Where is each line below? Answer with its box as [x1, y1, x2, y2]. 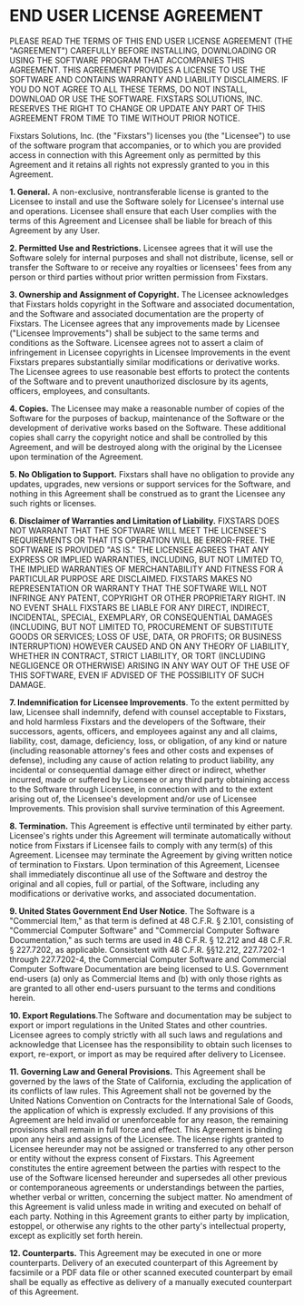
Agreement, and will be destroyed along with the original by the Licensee [9, 441, 283, 452]
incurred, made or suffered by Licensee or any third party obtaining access [9, 773, 290, 785]
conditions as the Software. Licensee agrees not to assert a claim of [9, 337, 264, 348]
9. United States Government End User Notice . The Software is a [9, 905, 256, 917]
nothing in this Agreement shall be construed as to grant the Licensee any [9, 487, 286, 499]
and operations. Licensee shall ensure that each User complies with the [9, 205, 277, 216]
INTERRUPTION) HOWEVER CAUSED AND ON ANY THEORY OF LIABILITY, [9, 641, 289, 652]
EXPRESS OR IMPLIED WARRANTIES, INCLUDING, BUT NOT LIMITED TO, [9, 554, 284, 565]
